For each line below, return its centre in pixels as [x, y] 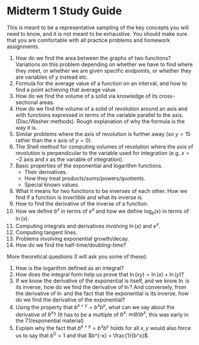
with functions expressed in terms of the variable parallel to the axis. [99, 115]
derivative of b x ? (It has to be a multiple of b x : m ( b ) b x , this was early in [102, 314]
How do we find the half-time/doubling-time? [71, 245]
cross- [167, 96]
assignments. [23, 46]
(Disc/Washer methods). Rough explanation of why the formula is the [100, 121]
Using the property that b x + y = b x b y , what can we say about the [95, 307]
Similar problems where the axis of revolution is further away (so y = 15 [103, 134]
